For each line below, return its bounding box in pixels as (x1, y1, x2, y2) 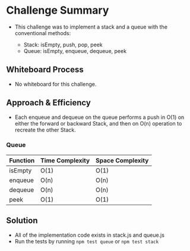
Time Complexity (40, 156, 90, 164)
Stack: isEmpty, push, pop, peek (23, 41, 103, 48)
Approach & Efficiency (6, 98, 91, 108)
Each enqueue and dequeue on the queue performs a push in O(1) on (14, 114, 185, 121)
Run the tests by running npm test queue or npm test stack (14, 237, 159, 244)
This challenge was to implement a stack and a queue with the (14, 23, 168, 30)
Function (9, 156, 35, 164)
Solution (6, 215, 38, 226)
